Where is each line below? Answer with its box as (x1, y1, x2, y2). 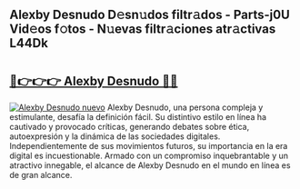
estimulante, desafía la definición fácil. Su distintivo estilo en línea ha (9, 112, 266, 122)
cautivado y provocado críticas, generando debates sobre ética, (9, 122, 250, 132)
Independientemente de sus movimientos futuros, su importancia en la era (9, 141, 288, 151)
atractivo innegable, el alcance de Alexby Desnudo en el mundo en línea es (9, 160, 291, 171)
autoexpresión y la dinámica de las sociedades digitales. (9, 131, 221, 142)
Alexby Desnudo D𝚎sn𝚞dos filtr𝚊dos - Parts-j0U (9, 7, 291, 23)
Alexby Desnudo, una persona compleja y (107, 102, 264, 113)
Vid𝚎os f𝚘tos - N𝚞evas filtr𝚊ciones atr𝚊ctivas (9, 22, 276, 37)
